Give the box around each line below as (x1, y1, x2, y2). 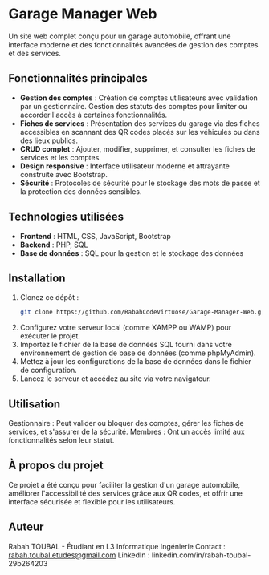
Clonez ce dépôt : (19, 293, 79, 302)
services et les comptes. (19, 152, 102, 162)
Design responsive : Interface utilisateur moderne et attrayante (19, 161, 230, 171)
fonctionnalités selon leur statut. (8, 435, 115, 445)
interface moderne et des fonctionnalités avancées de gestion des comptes (8, 39, 259, 49)
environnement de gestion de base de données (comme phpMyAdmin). (19, 348, 256, 358)
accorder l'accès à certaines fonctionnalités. (19, 110, 168, 119)
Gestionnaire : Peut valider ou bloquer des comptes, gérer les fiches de (8, 419, 245, 428)
